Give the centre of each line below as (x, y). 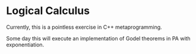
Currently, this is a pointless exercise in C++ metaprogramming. (84, 27)
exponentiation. (25, 45)
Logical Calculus (48, 11)
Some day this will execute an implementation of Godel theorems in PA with (99, 38)
